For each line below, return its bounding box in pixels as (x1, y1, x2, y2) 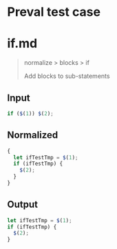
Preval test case (7, 4, 101, 20)
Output (7, 199, 38, 210)
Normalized (7, 129, 58, 141)
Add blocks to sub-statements (23, 72, 110, 80)
